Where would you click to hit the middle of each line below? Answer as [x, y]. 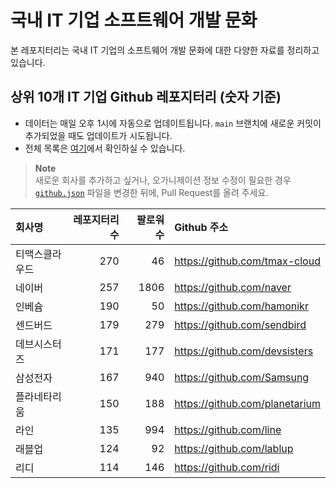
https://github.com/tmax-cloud [247, 261]
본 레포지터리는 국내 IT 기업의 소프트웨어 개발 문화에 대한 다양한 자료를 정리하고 [165, 50]
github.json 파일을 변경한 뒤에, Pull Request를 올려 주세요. [151, 192]
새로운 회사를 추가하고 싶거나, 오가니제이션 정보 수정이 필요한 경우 [163, 180]
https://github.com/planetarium [247, 403]
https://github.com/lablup [234, 448]
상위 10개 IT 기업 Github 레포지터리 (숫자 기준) [146, 97]
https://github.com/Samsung [242, 377]
